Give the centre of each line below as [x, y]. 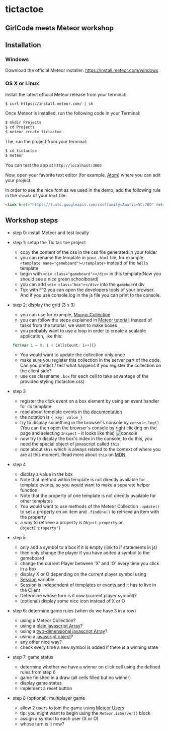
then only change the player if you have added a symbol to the [85, 553]
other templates [36, 501]
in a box [28, 569]
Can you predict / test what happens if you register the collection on [91, 366]
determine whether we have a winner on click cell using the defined [90, 667]
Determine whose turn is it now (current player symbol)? [78, 596]
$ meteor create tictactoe [33, 132]
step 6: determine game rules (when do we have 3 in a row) [74, 611]
